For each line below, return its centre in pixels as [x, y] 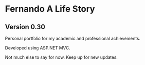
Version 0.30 [25, 27]
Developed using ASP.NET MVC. [38, 48]
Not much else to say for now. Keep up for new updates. [61, 57]
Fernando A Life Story [50, 9]
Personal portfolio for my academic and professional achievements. [73, 38]
